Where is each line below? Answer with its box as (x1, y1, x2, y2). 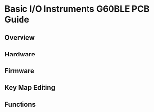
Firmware (4, 67, 35, 75)
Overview (4, 33, 35, 42)
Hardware (4, 50, 35, 58)
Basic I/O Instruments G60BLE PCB (4, 3, 150, 15)
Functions (4, 100, 36, 109)
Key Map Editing (4, 84, 56, 92)
